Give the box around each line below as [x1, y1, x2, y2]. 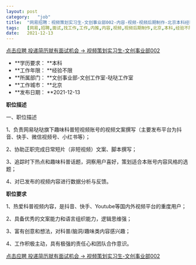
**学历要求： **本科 [14, 60, 62, 67]
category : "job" [6, 14, 51, 20]
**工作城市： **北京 [14, 81, 62, 88]
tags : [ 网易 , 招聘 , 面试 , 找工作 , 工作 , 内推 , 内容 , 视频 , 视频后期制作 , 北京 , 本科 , [6, 25, 176, 31]
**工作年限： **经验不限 [14, 67, 73, 74]
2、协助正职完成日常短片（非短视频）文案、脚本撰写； [6, 146, 137, 153]
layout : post [6, 8, 38, 15]
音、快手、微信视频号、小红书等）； [6, 133, 90, 140]
